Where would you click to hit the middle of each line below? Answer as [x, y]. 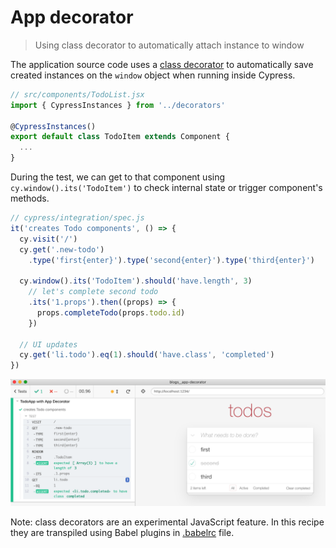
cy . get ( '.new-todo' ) [62, 249]
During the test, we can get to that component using [118, 177]
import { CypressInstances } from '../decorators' [118, 105]
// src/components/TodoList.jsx [77, 94]
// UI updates [48, 344]
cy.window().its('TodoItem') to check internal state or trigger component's [166, 188]
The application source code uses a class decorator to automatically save [162, 64]
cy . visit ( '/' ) [48, 239]
